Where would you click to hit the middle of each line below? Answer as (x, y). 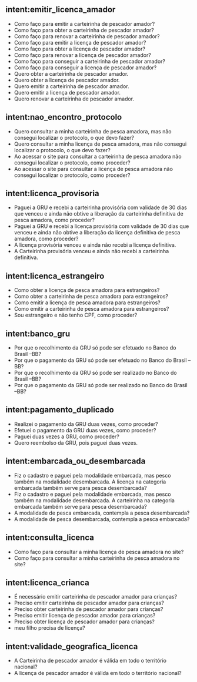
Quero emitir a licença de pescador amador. (67, 92)
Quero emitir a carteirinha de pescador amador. (72, 86)
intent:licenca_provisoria (52, 194)
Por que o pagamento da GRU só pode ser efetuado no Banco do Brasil (100, 360)
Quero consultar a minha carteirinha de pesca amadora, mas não (93, 131)
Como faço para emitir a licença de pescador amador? (80, 42)
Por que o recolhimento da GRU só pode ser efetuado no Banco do (95, 348)
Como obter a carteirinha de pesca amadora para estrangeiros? (91, 297)
